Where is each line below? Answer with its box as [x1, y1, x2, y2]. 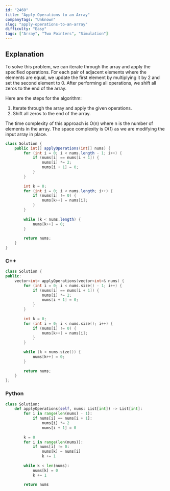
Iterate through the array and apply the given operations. [12, 105, 132, 111]
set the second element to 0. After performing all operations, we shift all [5, 80, 157, 86]
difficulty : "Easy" [5, 27, 47, 32]
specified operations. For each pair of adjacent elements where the [5, 69, 147, 75]
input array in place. [5, 131, 47, 137]
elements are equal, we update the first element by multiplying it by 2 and [5, 74, 160, 81]
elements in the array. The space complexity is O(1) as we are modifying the [5, 125, 165, 132]
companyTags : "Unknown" [5, 17, 56, 22]
